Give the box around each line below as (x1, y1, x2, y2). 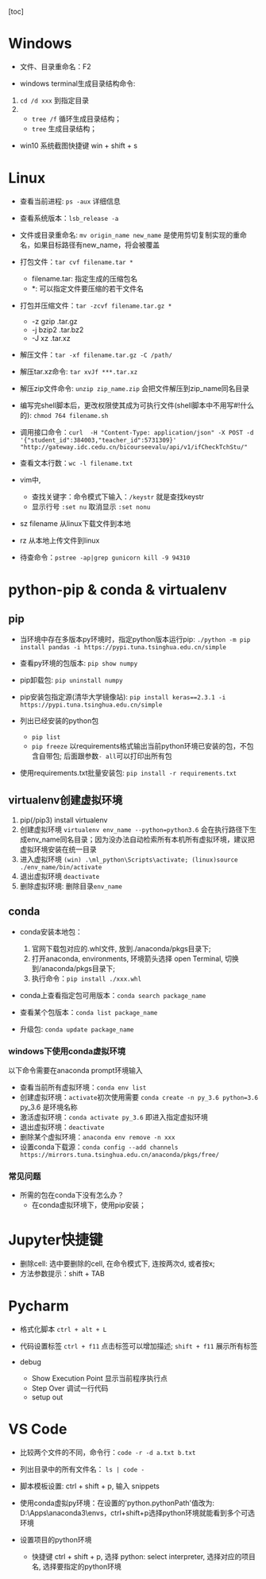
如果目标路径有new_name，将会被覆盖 (33, 240, 160, 250)
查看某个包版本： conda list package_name (19, 1007, 158, 1016)
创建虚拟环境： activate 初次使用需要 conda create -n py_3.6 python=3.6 (19, 1092, 259, 1101)
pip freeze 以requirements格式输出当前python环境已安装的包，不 (31, 741, 248, 750)
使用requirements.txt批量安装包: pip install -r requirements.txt (19, 768, 237, 777)
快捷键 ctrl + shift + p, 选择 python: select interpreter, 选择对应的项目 (31, 1551, 256, 1561)
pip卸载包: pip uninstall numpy (19, 675, 123, 684)
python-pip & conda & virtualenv (8, 581, 228, 599)
